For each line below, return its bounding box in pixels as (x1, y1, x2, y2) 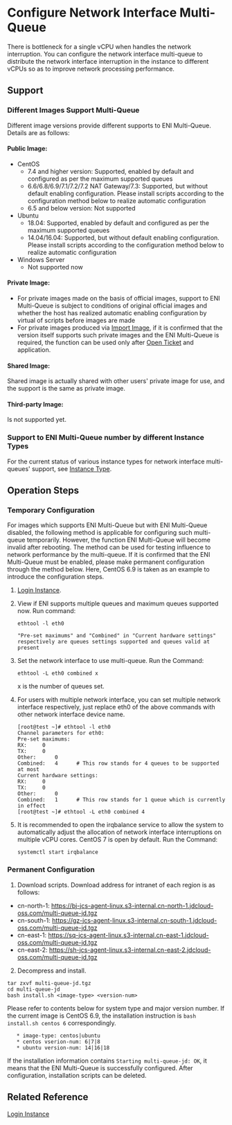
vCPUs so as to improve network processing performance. (7, 64, 175, 73)
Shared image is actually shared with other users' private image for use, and (7, 377, 225, 385)
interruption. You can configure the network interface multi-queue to (7, 50, 203, 58)
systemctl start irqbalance (17, 849, 98, 856)
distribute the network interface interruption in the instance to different (7, 57, 209, 65)
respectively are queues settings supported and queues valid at (17, 639, 210, 646)
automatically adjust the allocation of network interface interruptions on (17, 828, 222, 836)
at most (17, 766, 39, 773)
